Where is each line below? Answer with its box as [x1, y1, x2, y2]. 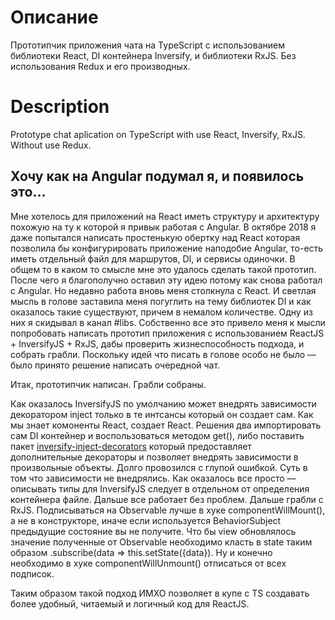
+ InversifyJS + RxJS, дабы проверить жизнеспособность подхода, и [10, 337, 305, 350]
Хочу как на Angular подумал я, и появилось [10, 168, 305, 185]
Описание [10, 6, 99, 29]
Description [10, 96, 110, 118]
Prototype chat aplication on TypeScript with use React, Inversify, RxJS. [10, 128, 306, 140]
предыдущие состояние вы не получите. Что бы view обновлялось [10, 525, 297, 537]
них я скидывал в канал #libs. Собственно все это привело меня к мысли [10, 316, 326, 328]
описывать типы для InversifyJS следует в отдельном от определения [10, 482, 310, 495]
